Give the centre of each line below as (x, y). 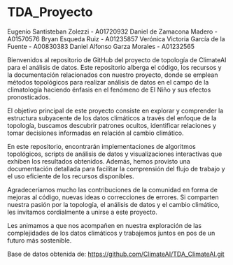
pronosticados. (29, 97)
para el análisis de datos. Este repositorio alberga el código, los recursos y (114, 67)
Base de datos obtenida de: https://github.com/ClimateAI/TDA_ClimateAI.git (116, 254)
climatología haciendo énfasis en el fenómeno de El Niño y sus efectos (109, 89)
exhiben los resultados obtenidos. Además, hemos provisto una (99, 161)
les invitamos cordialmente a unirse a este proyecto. (82, 212)
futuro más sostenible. (40, 240)
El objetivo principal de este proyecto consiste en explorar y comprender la (115, 110)
